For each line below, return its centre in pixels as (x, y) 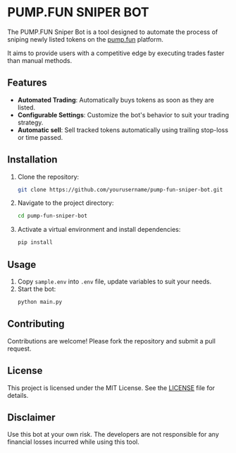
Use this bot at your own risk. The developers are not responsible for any (113, 435)
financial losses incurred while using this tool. (73, 442)
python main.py (40, 302)
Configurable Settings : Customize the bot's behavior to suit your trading (123, 114)
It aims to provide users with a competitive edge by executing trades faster (116, 53)
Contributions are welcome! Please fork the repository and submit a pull (112, 341)
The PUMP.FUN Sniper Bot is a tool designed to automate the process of (113, 32)
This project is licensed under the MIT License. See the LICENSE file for (111, 388)
